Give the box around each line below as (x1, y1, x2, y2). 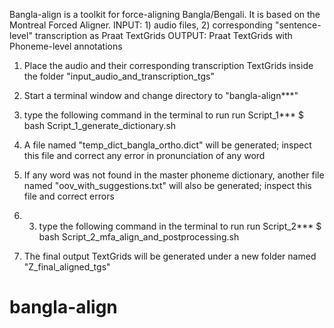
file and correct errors (23, 190, 115, 202)
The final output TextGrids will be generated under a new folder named (23, 250, 317, 262)
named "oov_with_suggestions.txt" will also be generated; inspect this (23, 180, 312, 191)
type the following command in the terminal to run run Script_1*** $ (23, 109, 305, 121)
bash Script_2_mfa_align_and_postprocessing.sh (38, 231, 240, 243)
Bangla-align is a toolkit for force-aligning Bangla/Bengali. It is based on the (9, 9, 321, 20)
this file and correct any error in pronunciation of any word (23, 150, 266, 161)
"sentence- (274, 19, 322, 31)
